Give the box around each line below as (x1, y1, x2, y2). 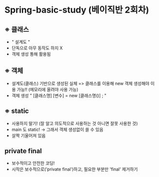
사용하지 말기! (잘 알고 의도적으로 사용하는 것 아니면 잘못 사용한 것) (11, 120, 138, 126)
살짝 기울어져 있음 (11, 132, 46, 138)
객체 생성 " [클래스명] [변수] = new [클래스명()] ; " (11, 93, 106, 98)
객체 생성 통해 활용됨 (11, 51, 51, 57)
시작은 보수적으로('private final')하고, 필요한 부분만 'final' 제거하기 (11, 166, 138, 172)
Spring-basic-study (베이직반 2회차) (4, 4, 149, 16)
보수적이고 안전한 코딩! (11, 161, 55, 166)
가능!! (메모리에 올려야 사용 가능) (17, 86, 79, 92)
